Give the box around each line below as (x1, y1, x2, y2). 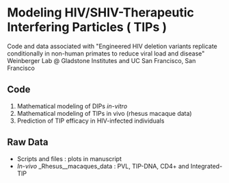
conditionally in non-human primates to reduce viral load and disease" (7, 49, 205, 58)
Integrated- (190, 162, 223, 170)
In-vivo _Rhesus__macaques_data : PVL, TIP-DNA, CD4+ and (16, 162, 189, 170)
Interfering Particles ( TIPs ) (7, 19, 167, 35)
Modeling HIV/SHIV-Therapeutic (7, 5, 195, 21)
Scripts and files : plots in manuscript (16, 154, 122, 162)
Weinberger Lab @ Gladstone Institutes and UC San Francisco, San (7, 56, 196, 64)
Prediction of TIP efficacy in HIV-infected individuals (16, 117, 165, 125)
